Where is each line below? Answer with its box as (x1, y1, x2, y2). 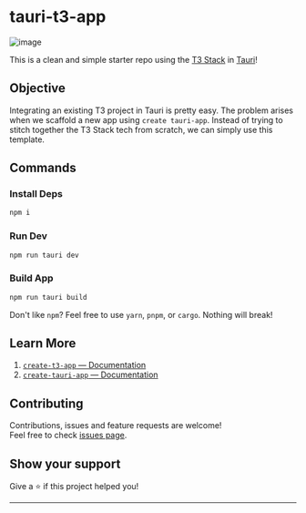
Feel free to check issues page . (9, 430, 127, 441)
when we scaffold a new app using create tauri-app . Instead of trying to (9, 114, 284, 125)
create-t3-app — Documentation (22, 360, 147, 371)
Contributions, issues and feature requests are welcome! (9, 420, 222, 431)
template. (9, 134, 46, 145)
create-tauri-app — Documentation (22, 369, 158, 380)
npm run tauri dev (9, 251, 79, 260)
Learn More (9, 335, 76, 352)
